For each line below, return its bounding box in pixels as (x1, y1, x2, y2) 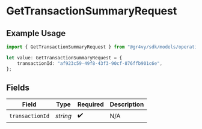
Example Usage (6, 28, 66, 38)
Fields (6, 82, 30, 92)
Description (109, 100, 144, 109)
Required (77, 100, 104, 109)
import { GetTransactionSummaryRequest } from (6, 44, 125, 50)
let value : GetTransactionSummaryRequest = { (6, 55, 122, 61)
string (55, 112, 72, 120)
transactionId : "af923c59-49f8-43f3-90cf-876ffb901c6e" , (17, 60, 163, 67)
